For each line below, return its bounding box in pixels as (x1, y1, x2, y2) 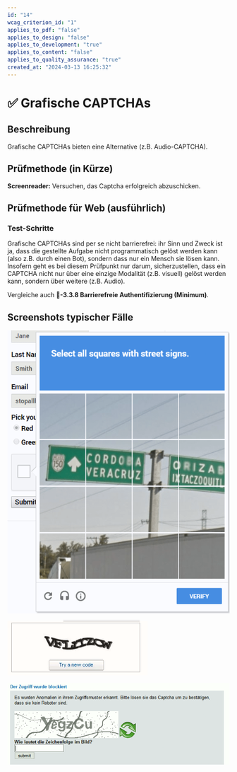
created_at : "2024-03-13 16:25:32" (7, 64, 112, 71)
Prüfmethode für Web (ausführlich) (7, 202, 166, 214)
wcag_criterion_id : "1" (7, 18, 78, 26)
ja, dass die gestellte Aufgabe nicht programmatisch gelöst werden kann (7, 247, 218, 255)
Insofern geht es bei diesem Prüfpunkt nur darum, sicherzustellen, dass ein (7, 262, 226, 270)
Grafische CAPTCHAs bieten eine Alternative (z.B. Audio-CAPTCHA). (7, 142, 208, 151)
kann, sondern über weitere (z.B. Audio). (7, 277, 126, 286)
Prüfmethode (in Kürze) (7, 163, 114, 175)
